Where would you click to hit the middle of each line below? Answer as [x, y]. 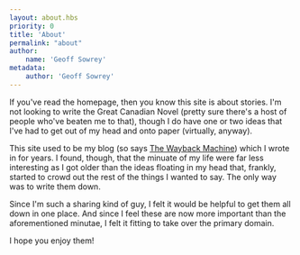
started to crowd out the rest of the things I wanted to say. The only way [143, 177]
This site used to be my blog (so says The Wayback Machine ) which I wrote [150, 148]
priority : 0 [32, 26]
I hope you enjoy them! [52, 241]
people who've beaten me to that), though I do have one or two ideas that [146, 121]
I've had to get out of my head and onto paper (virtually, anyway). [131, 131]
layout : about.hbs [44, 18]
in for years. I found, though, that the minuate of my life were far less [136, 158]
